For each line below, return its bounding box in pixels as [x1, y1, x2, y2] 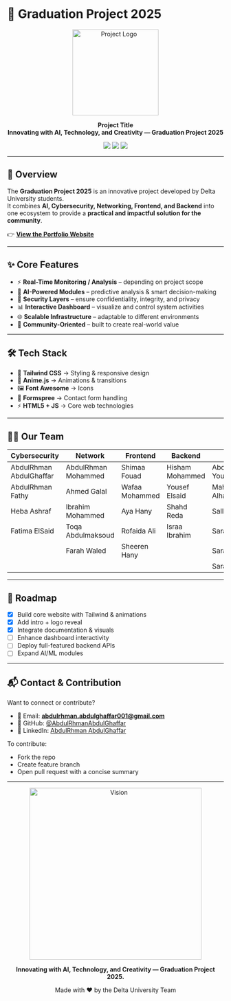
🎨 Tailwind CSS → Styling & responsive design [16, 369, 150, 377]
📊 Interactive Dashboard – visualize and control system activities [16, 302, 204, 311]
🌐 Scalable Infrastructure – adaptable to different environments [16, 312, 199, 320]
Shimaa [121, 463, 146, 472]
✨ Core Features [7, 259, 79, 271]
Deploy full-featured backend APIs [16, 641, 115, 650]
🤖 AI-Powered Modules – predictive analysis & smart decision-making [16, 287, 217, 296]
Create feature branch [16, 760, 80, 769]
